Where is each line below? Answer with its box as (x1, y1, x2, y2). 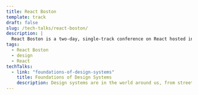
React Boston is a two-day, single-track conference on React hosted (11, 36, 186, 42)
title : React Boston (6, 8, 57, 15)
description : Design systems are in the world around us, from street (16, 80, 194, 86)
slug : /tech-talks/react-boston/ (6, 25, 88, 31)
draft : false (6, 19, 38, 25)
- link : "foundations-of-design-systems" (11, 69, 115, 75)
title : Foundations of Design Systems (16, 74, 112, 80)
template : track (6, 14, 46, 20)
